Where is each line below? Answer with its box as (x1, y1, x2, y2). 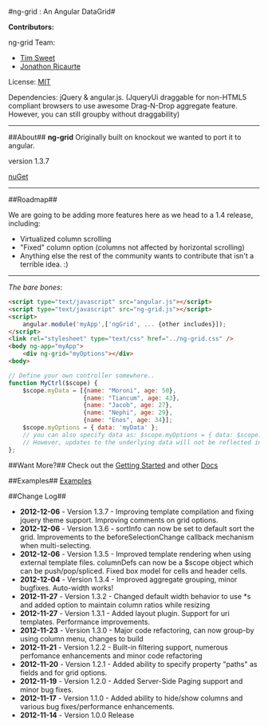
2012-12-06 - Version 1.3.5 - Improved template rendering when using (19, 549, 251, 558)
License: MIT (8, 77, 51, 86)
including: (8, 219, 41, 228)
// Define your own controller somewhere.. (8, 371, 156, 380)
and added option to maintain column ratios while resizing (19, 600, 211, 610)
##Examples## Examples (8, 475, 92, 485)
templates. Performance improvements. (19, 617, 150, 626)
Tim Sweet (19, 53, 56, 62)
